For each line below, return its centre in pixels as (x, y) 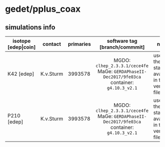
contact (52, 44)
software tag (122, 41)
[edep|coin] (22, 47)
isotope (22, 41)
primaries (80, 44)
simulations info (30, 27)
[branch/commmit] (122, 47)
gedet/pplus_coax (43, 9)
